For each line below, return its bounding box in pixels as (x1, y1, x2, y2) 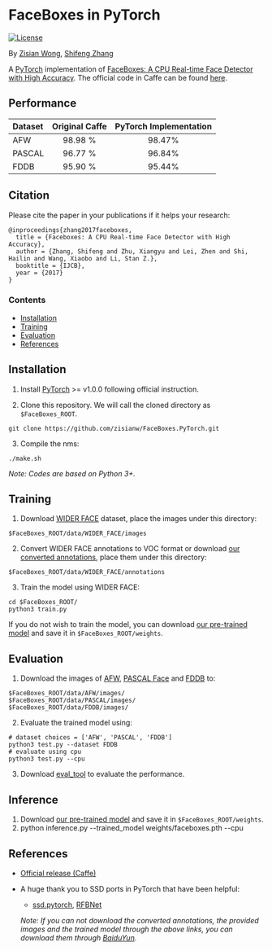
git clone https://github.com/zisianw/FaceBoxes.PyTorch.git (8, 424, 220, 432)
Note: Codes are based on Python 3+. (8, 468, 136, 478)
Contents (8, 295, 46, 306)
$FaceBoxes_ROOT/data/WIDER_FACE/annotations (8, 568, 165, 576)
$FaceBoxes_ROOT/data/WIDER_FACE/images (8, 529, 148, 538)
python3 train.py (8, 605, 67, 614)
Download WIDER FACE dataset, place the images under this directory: (19, 514, 257, 524)
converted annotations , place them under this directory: (19, 552, 207, 563)
